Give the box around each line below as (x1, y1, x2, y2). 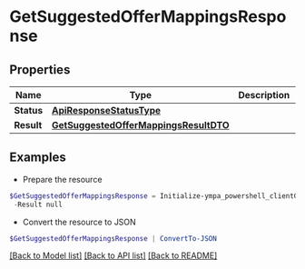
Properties (9, 62, 71, 77)
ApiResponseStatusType (51, 105, 162, 116)
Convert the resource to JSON (22, 216, 136, 227)
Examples (9, 150, 66, 165)
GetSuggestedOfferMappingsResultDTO (51, 119, 230, 131)
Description (238, 89, 290, 101)
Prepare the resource (22, 174, 103, 184)
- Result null (13, 200, 64, 209)
